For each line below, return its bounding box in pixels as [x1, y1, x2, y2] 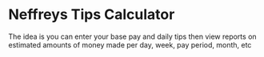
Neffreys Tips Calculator [8, 6, 175, 24]
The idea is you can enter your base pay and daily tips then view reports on [8, 32, 258, 41]
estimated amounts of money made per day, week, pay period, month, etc [8, 40, 252, 49]
